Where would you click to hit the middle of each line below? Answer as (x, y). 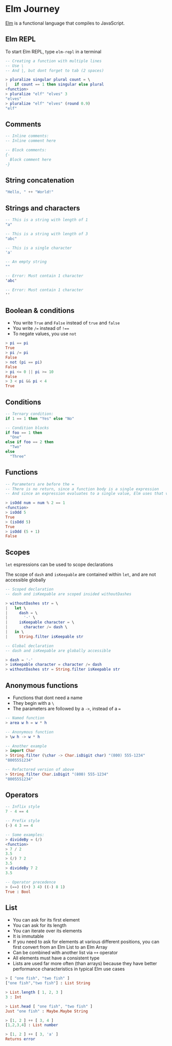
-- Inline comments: (27, 136)
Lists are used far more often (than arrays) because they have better (85, 964)
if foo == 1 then (24, 433)
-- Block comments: (26, 150)
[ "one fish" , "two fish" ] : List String (48, 983)
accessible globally (26, 580)
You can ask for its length (39, 926)
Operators (22, 795)
